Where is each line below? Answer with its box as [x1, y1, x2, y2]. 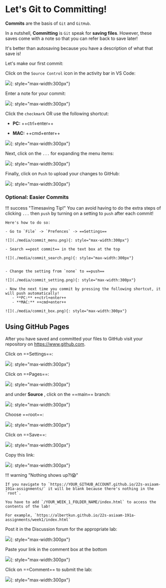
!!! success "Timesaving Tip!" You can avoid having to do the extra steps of [5, 205, 161, 211]
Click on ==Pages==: [5, 371, 49, 377]
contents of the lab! [5, 504, 51, 509]
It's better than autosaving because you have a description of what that [5, 45, 153, 51]
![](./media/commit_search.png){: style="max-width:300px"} [5, 256, 134, 261]
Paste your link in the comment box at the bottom [5, 547, 107, 553]
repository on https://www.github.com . [5, 341, 86, 347]
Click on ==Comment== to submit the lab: [5, 567, 93, 573]
